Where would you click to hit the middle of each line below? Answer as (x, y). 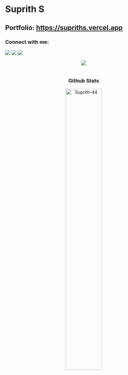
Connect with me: (27, 42)
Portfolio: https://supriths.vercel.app (64, 28)
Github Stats (84, 81)
